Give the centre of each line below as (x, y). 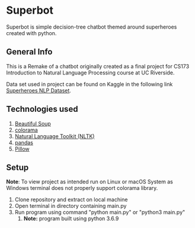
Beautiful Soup (33, 123)
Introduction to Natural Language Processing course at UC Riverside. (90, 73)
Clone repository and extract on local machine (71, 199)
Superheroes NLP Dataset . (39, 90)
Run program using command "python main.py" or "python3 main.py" (100, 213)
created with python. (31, 33)
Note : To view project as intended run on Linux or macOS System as (89, 182)
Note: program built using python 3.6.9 (71, 218)
